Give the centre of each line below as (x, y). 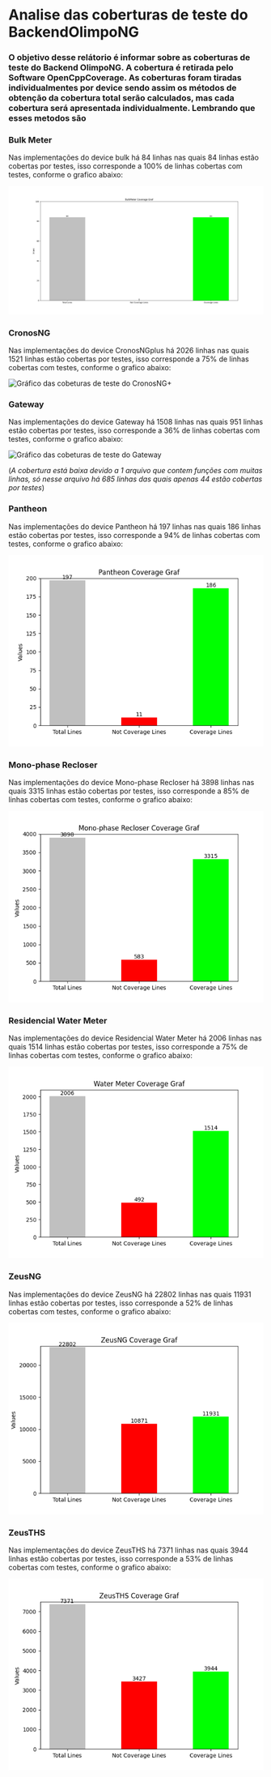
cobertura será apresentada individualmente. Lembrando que (132, 109)
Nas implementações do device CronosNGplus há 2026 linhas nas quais (129, 351)
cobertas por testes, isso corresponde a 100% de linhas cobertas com (125, 166)
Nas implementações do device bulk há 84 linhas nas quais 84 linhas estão (133, 158)
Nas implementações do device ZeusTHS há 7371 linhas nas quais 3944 (129, 1550)
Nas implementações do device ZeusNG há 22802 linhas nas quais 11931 (130, 1294)
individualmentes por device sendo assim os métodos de (123, 88)
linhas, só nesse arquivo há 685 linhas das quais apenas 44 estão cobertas (135, 479)
